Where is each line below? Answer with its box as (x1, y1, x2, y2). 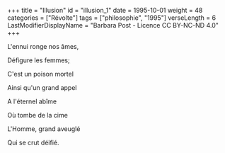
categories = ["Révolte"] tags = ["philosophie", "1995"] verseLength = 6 (7, 13, 217, 22)
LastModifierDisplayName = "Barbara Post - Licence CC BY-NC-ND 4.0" (7, 21, 219, 29)
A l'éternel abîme (7, 97, 57, 106)
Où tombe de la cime (7, 111, 69, 119)
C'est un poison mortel (7, 70, 74, 78)
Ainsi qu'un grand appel (7, 84, 77, 91)
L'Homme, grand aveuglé (7, 125, 81, 133)
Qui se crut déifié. (7, 138, 59, 147)
